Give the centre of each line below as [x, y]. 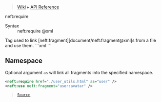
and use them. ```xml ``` [29, 45]
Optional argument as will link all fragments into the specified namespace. [79, 72]
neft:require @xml [35, 31]
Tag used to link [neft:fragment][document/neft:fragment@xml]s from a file [80, 40]
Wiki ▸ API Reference [38, 7]
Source [24, 95]
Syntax [12, 26]
